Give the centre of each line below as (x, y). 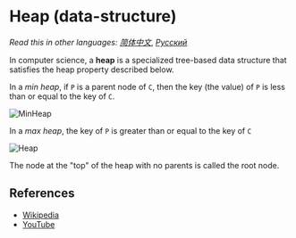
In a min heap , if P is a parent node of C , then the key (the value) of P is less (148, 86)
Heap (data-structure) (93, 16)
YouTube (38, 224)
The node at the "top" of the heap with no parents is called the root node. (144, 165)
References (42, 193)
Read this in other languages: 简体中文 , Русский (98, 42)
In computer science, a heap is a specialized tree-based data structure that (148, 60)
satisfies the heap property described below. (92, 70)
